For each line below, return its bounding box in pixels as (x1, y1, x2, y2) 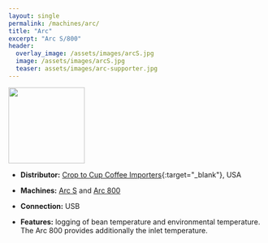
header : (8, 42, 35, 50)
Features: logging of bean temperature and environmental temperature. (19, 216, 261, 227)
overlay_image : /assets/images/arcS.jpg (15, 49, 154, 58)
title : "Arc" (8, 27, 53, 35)
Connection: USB (19, 201, 80, 211)
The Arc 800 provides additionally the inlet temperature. (19, 225, 209, 235)
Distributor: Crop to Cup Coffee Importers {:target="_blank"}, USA (19, 169, 242, 179)
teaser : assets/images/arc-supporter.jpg (15, 65, 158, 73)
